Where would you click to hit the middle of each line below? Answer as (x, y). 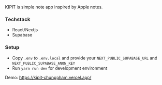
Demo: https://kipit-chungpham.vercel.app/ (48, 77)
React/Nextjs (25, 30)
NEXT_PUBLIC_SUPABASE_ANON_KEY (44, 63)
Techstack (18, 19)
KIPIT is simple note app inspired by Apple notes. (54, 7)
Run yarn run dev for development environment (59, 68)
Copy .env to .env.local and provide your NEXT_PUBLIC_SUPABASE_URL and (85, 58)
